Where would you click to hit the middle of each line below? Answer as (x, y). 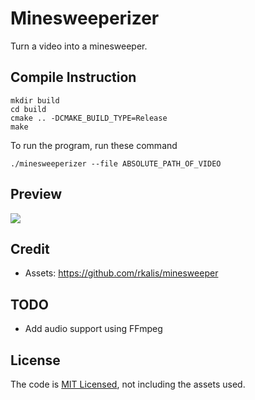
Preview (36, 194)
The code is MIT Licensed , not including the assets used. (128, 384)
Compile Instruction (73, 77)
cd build (28, 109)
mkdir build (35, 100)
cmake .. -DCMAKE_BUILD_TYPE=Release (89, 118)
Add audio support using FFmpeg (93, 329)
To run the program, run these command (94, 145)
